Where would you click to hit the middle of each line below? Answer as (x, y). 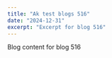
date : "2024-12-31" (36, 21)
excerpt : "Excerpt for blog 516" (57, 27)
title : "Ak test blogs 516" (49, 14)
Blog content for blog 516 (44, 47)
